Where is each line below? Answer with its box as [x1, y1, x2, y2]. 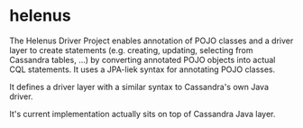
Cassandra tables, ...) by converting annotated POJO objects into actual [9, 54, 276, 65]
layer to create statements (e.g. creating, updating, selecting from [9, 44, 254, 55]
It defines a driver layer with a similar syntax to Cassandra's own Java [9, 81, 269, 92]
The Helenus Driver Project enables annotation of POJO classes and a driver [9, 35, 294, 46]
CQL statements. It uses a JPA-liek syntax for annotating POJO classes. [9, 64, 276, 75]
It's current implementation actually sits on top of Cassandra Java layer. [9, 108, 276, 119]
